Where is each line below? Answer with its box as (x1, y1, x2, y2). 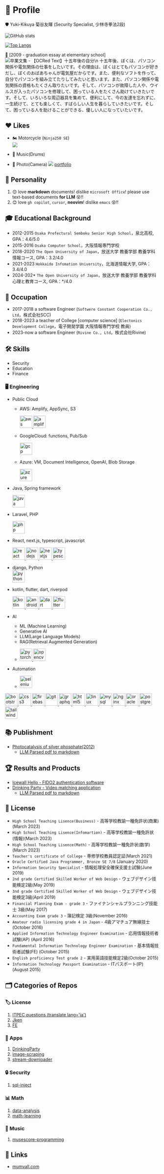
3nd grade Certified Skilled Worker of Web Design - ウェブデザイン (12, 888, 152, 894)
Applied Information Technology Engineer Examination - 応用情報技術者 (12, 930, 159, 936)
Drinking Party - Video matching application (12, 784, 101, 790)
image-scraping (12, 1051, 45, 1057)
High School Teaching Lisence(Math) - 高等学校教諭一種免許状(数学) (12, 842, 150, 848)
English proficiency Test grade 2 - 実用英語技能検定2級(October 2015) (12, 955, 159, 961)
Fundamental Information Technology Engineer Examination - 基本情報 (12, 943, 155, 948)
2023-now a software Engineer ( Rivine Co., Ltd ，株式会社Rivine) (12, 329, 146, 335)
